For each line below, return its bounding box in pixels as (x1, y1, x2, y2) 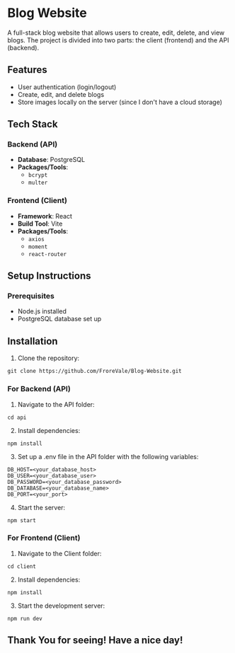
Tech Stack (7, 118, 58, 130)
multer (28, 179, 48, 187)
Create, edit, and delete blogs (17, 90, 105, 98)
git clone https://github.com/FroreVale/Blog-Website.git (7, 368, 182, 375)
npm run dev (7, 615, 42, 622)
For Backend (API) (7, 384, 71, 394)
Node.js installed (17, 307, 67, 316)
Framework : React (17, 212, 73, 220)
